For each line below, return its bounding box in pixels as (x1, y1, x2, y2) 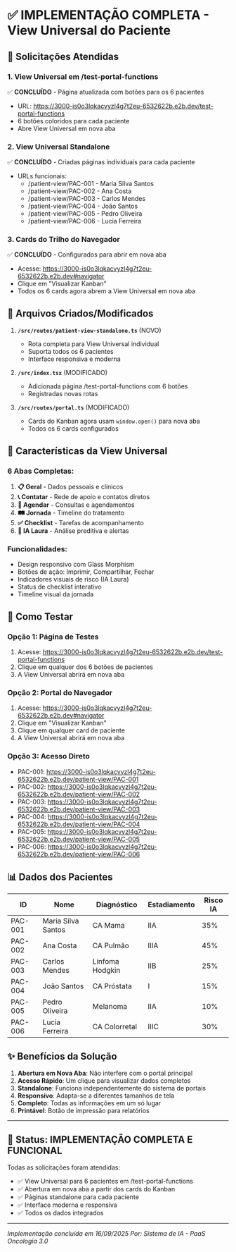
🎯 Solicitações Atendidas (7, 50, 119, 63)
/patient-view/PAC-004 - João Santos (27, 202, 138, 211)
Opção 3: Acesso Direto (7, 751, 90, 761)
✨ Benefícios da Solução (7, 1050, 117, 1062)
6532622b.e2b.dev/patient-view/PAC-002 (17, 790, 140, 798)
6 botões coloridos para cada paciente (17, 116, 130, 125)
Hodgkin (92, 966, 121, 976)
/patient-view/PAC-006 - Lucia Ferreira (27, 217, 142, 226)
